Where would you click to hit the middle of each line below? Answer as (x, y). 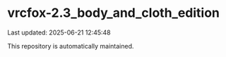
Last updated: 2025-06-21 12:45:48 (59, 32)
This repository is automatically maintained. (71, 46)
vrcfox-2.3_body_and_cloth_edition (114, 13)
